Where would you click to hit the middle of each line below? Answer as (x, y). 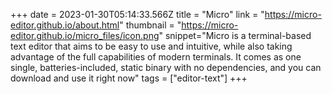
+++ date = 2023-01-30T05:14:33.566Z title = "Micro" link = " (137, 14)
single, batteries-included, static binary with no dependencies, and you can (166, 67)
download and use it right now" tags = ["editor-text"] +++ (129, 78)
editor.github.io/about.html (65, 25)
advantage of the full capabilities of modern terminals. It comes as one (156, 57)
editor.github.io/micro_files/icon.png (85, 35)
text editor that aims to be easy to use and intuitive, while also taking (151, 46)
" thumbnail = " (150, 25)
